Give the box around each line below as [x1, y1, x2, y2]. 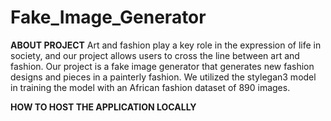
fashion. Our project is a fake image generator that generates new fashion [10, 60, 315, 72]
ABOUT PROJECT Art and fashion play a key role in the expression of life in [10, 39, 322, 51]
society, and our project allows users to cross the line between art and [10, 49, 300, 61]
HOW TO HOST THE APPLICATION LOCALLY [10, 101, 197, 113]
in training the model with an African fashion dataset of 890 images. [10, 81, 291, 93]
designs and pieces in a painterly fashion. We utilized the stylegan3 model [10, 71, 317, 83]
